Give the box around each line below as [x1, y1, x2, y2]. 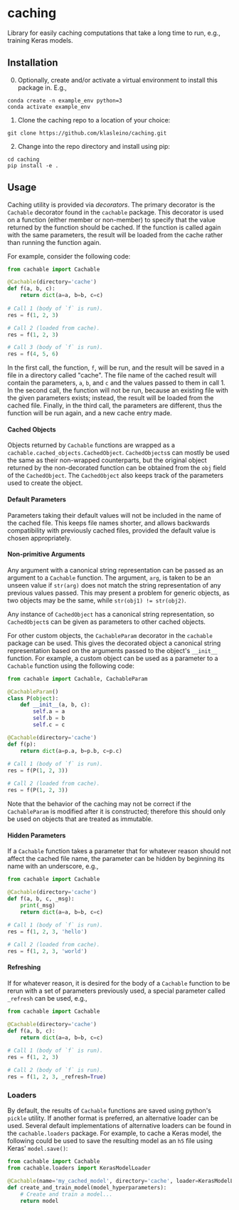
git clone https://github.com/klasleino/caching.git [7, 130, 167, 137]
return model [20, 1197, 59, 1204]
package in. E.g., [17, 83, 68, 92]
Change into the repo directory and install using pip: [17, 142, 171, 150]
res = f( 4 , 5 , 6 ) [7, 350, 59, 358]
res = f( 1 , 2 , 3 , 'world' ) [7, 948, 87, 955]
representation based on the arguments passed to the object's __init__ [7, 646, 218, 654]
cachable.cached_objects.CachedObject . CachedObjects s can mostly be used [7, 449, 230, 457]
